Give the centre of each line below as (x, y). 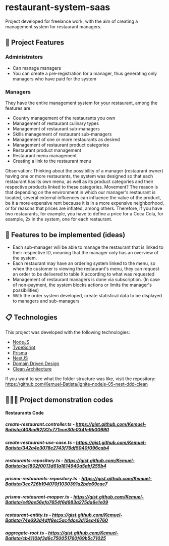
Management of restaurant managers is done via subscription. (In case (86, 279)
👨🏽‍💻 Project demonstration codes (59, 400)
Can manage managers (37, 68)
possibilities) (26, 290)
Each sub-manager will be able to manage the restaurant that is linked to (88, 247)
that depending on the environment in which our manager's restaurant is (80, 192)
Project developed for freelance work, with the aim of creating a (72, 21)
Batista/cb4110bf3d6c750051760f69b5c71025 (55, 538)
